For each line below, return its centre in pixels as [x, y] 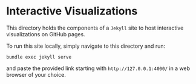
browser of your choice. [36, 74]
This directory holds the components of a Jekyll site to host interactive [95, 28]
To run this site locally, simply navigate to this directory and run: [86, 46]
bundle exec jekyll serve [39, 57]
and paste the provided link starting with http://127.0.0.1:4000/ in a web [98, 68]
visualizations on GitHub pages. [46, 34]
